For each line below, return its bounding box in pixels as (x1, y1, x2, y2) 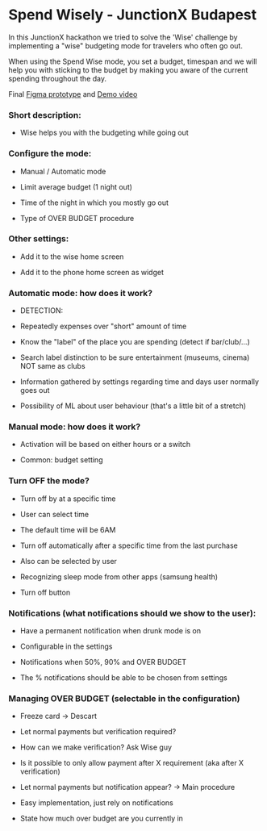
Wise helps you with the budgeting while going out (19, 127, 189, 138)
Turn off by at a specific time (19, 494, 116, 503)
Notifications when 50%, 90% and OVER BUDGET (19, 658, 187, 667)
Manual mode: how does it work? (8, 421, 141, 432)
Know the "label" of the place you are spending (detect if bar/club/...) (19, 337, 250, 347)
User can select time (19, 509, 90, 519)
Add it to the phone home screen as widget (19, 267, 164, 277)
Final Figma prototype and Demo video (8, 89, 138, 98)
